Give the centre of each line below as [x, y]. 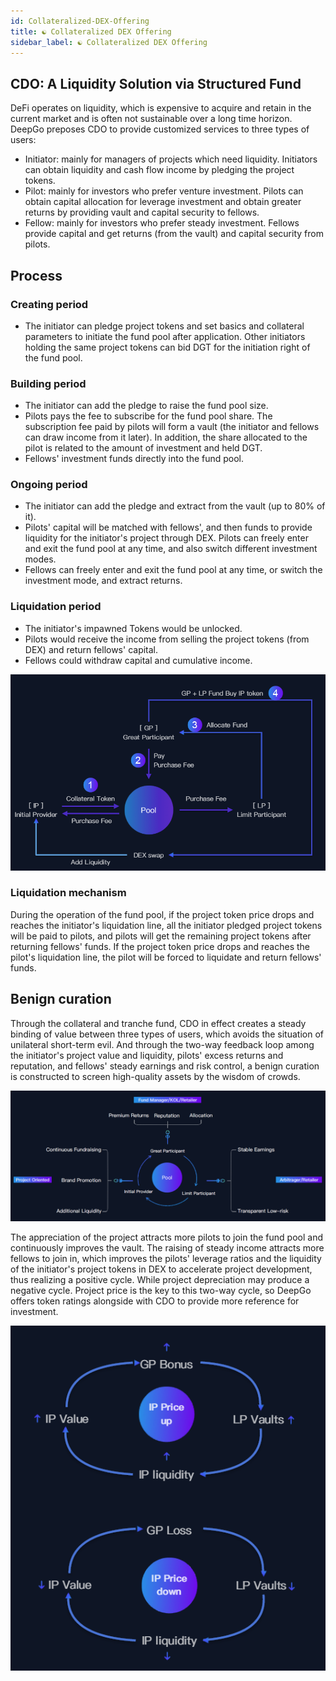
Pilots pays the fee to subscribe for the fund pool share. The [148, 416]
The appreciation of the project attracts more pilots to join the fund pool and [166, 1237]
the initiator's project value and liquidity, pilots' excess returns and [147, 1055]
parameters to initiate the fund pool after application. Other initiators [165, 336]
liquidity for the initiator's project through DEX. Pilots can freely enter [166, 538]
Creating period [49, 304]
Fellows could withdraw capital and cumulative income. [138, 660]
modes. [40, 559]
